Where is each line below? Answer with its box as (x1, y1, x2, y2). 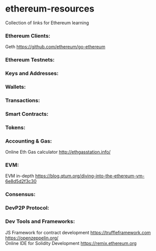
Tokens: (5, 124, 26, 131)
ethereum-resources (5, 3, 94, 15)
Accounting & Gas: (5, 137, 52, 144)
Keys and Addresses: (5, 70, 59, 77)
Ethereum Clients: (5, 32, 50, 39)
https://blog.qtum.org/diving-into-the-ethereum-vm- (35, 173, 145, 179)
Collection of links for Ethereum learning (5, 20, 89, 26)
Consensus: (5, 191, 36, 198)
